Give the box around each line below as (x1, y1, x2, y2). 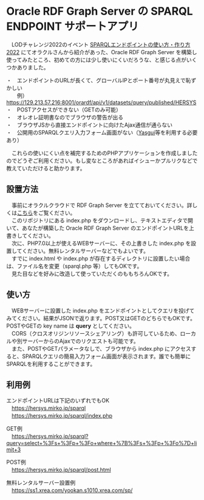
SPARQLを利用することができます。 (6, 360, 96, 367)
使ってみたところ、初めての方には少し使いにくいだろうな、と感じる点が (6, 56, 187, 63)
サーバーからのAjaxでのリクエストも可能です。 (22, 337, 140, 345)
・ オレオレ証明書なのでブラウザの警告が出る (6, 113, 123, 121)
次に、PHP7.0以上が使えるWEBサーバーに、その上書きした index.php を (11, 239, 191, 247)
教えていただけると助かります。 (6, 164, 86, 172)
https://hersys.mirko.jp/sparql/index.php (12, 412, 113, 420)
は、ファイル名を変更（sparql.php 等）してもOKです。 (6, 262, 143, 270)
